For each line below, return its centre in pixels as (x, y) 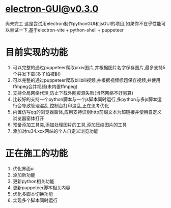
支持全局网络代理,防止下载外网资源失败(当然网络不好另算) (73, 93)
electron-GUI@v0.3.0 (52, 9)
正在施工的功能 (37, 154)
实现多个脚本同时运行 (35, 200)
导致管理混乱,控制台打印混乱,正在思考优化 (65, 105)
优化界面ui (23, 168)
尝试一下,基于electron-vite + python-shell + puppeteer (66, 30)
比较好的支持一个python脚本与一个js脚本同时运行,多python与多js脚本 (85, 99)
